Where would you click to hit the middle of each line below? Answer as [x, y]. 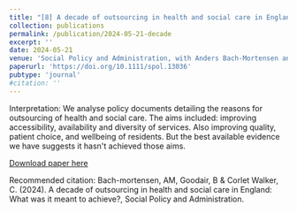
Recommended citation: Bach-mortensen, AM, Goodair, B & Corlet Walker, [144, 180]
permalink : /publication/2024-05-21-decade [91, 34]
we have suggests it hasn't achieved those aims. [97, 146]
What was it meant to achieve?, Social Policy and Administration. [127, 199]
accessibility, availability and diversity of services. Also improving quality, [143, 127]
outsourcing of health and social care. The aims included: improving [133, 118]
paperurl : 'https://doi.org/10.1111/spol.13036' [100, 67]
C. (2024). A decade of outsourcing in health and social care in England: [141, 189]
